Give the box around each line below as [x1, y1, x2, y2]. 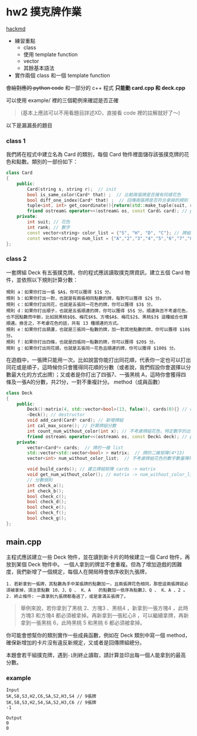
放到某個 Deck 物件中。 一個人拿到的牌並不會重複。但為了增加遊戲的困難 [6, 560, 182, 567]
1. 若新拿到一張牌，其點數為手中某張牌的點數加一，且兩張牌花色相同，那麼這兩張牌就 [6, 581, 185, 587]
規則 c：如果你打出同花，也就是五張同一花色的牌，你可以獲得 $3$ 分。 [6, 301, 155, 307]
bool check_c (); [27, 493, 67, 499]
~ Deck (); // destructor [27, 412, 85, 418]
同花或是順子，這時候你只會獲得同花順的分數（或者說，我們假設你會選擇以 [6, 364, 186, 371]
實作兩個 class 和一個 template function [14, 72, 110, 79]
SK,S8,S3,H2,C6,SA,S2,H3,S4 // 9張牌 [6, 693, 97, 699]
